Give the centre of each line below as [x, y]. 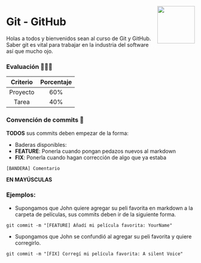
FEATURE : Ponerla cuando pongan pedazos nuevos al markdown [95, 151]
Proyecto [22, 92]
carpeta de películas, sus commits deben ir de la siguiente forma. [95, 214]
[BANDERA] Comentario [33, 168]
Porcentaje [56, 82]
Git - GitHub [36, 22]
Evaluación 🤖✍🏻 [29, 66]
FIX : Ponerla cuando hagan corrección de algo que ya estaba [90, 157]
